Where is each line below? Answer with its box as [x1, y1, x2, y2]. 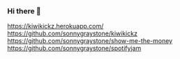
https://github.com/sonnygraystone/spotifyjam [7, 44, 142, 53]
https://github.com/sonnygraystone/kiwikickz [7, 29, 138, 37]
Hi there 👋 [7, 6, 42, 16]
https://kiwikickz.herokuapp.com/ [7, 22, 104, 31]
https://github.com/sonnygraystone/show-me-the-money [7, 37, 173, 45]
